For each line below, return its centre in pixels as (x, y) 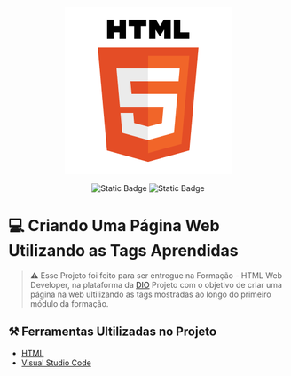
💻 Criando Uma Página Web (114, 226)
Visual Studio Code (56, 363)
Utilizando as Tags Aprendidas (123, 251)
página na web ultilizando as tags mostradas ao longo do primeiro (150, 294)
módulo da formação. (69, 303)
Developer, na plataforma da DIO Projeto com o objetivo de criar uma (156, 284)
